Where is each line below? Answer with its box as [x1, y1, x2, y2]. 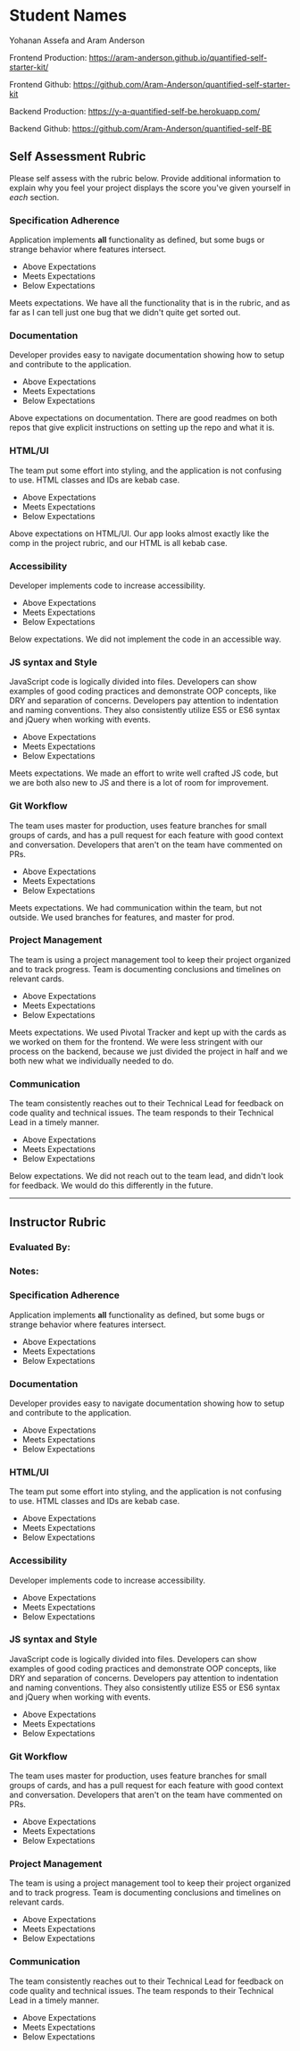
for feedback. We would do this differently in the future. [9, 1181, 213, 1191]
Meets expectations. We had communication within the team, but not [9, 902, 262, 912]
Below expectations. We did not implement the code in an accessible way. [9, 634, 282, 644]
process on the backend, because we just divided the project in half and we [9, 1046, 288, 1056]
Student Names [9, 5, 128, 26]
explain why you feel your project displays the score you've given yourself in [9, 182, 291, 193]
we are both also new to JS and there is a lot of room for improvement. [9, 778, 270, 788]
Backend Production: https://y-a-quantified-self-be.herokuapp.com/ [9, 105, 261, 116]
